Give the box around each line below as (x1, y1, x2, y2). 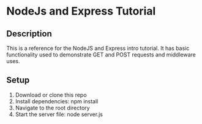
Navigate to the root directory (15, 104, 90, 111)
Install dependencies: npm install (15, 97, 99, 105)
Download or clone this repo (15, 91, 87, 98)
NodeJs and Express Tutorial (6, 4, 156, 18)
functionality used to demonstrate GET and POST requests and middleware (6, 51, 196, 58)
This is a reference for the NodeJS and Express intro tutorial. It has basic (6, 44, 190, 52)
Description (6, 29, 52, 39)
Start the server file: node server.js (15, 111, 103, 118)
